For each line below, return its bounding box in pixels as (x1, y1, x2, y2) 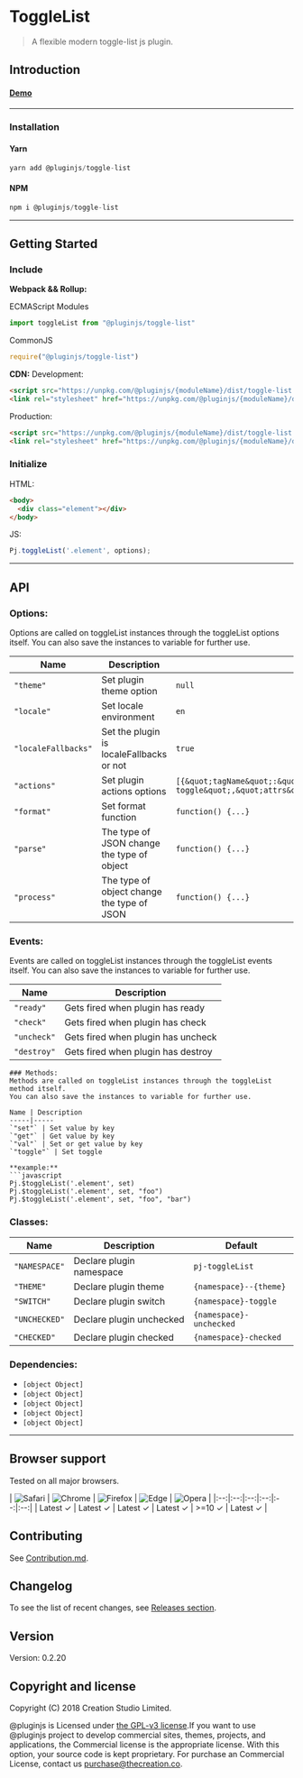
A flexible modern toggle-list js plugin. (31, 36, 173, 47)
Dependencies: (9, 1358, 78, 1370)
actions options (101, 785, 167, 798)
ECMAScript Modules (9, 301, 89, 312)
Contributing (9, 1528, 83, 1544)
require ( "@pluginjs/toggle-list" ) (9, 353, 140, 362)
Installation (9, 121, 60, 133)
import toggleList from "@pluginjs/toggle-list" (9, 318, 196, 328)
